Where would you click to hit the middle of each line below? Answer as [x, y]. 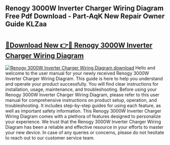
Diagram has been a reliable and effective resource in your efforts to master [84, 127]
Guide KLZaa [26, 24]
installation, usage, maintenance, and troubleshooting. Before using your [81, 89]
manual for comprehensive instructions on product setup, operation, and [81, 100]
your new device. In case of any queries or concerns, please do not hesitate [85, 132]
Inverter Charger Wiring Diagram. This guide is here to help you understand [84, 79]
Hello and [145, 68]
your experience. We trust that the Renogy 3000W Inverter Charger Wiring [83, 122]
